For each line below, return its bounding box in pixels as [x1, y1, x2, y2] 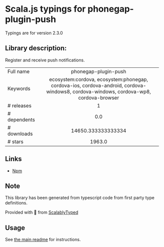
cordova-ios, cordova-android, [51, 82, 123, 89]
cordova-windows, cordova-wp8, [72, 88, 151, 95]
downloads [7, 130, 33, 137]
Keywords [7, 85, 31, 92]
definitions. [5, 200, 28, 206]
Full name [7, 68, 30, 75]
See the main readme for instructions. [5, 237, 81, 243]
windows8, [46, 88, 72, 95]
